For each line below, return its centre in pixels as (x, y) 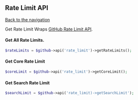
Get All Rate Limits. (25, 40)
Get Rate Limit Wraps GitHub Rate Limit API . (49, 29)
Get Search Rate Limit (27, 83)
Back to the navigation (28, 19)
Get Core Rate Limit (25, 61)
